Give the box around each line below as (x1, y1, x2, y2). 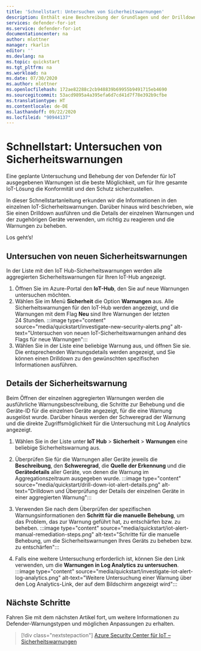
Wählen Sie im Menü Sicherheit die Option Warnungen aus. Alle (14, 298, 174, 305)
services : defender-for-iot (6, 20, 77, 26)
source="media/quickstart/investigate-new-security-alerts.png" (14, 323, 173, 330)
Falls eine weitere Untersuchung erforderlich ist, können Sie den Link (14, 555, 185, 562)
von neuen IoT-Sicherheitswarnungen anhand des (63, 329, 187, 337)
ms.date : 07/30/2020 (6, 75, 58, 81)
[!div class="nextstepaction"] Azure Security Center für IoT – (20, 631, 171, 638)
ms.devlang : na (6, 53, 44, 59)
